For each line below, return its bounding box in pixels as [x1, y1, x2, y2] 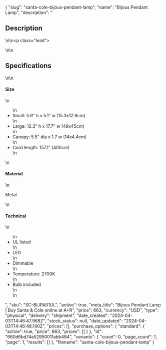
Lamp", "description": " [5, 10, 53, 16]
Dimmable [12, 260, 33, 266]
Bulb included [12, 281, 41, 287]
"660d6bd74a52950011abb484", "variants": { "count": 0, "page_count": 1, [5, 334, 157, 340]
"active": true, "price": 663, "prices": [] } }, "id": [5, 328, 103, 334]
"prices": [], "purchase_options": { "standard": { [46, 323, 145, 329]
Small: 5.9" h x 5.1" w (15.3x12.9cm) [12, 112, 85, 118]
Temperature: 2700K [12, 271, 55, 277]
